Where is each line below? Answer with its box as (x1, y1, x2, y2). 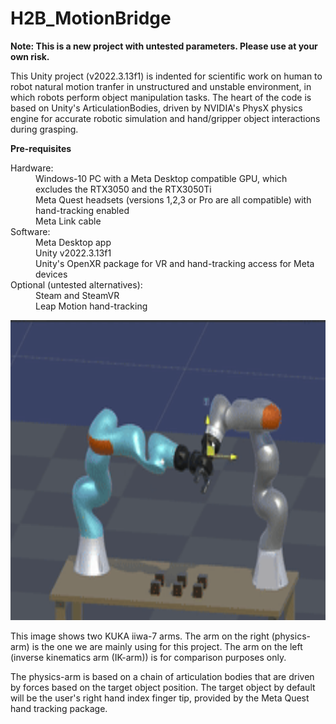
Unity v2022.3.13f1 (35, 247, 112, 259)
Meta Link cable (35, 215, 102, 227)
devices (35, 268, 68, 280)
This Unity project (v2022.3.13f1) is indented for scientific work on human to (10, 70, 323, 82)
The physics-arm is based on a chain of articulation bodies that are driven (10, 670, 315, 682)
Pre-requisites (10, 142, 72, 154)
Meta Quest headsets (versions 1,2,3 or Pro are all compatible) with (35, 193, 312, 206)
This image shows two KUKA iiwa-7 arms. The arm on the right (10, 630, 270, 642)
